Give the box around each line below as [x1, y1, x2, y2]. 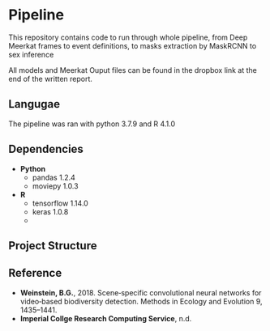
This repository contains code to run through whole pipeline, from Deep [8, 32, 248, 42]
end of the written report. [8, 74, 93, 83]
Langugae [8, 97, 61, 111]
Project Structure [8, 239, 97, 252]
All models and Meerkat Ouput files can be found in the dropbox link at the [8, 65, 257, 74]
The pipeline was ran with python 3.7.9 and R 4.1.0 [8, 119, 176, 129]
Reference [8, 266, 62, 280]
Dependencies [8, 142, 84, 156]
